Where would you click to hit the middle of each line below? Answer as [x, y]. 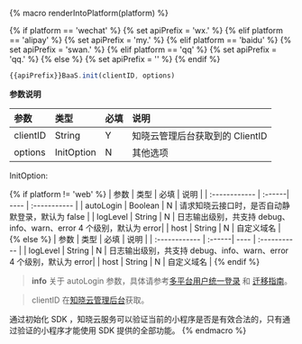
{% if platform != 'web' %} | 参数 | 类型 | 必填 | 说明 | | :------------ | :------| [150, 194]
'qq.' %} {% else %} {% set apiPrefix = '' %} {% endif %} [115, 59]
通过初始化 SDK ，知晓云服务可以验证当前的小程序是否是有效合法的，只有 [146, 319]
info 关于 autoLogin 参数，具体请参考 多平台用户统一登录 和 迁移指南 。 [162, 281]
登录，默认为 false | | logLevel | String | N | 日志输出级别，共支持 [137, 216]
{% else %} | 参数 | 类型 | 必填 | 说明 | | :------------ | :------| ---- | [133, 239]
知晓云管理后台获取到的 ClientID [200, 136]
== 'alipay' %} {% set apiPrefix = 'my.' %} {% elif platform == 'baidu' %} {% [151, 40]
